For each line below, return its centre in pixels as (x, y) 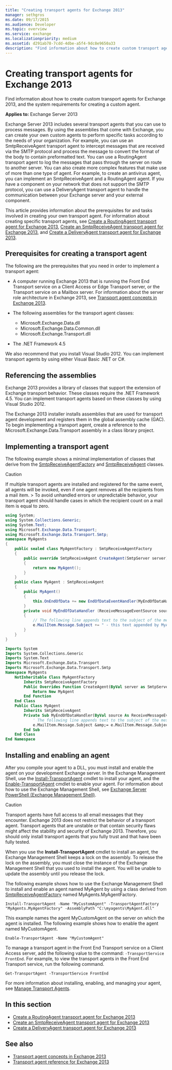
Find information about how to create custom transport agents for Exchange (85, 98)
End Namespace (20, 739)
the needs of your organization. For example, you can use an (69, 140)
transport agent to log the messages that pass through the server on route (84, 162)
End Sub (32, 730)
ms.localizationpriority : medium (41, 39)
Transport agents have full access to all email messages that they (74, 815)
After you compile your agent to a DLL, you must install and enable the (79, 767)
